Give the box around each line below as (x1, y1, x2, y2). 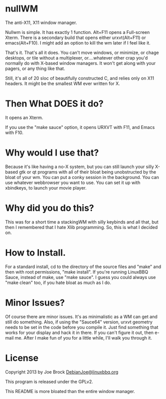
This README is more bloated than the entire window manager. (5, 388, 136, 394)
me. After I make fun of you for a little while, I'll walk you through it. (14, 334, 152, 340)
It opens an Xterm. (5, 114, 43, 120)
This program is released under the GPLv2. (5, 378, 93, 384)
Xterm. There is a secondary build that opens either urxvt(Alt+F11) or (5, 34, 146, 40)
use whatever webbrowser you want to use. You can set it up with (5, 179, 141, 185)
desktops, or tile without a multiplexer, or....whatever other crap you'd (5, 54, 148, 60)
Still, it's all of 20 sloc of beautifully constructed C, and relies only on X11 (5, 75, 155, 81)
